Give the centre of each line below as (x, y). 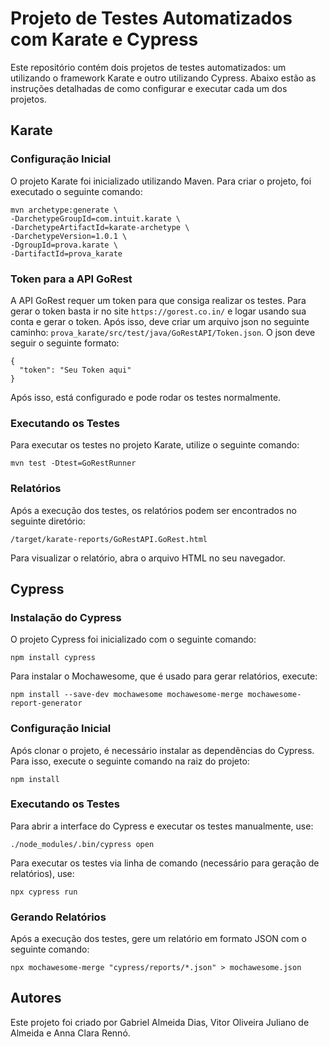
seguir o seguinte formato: (65, 343)
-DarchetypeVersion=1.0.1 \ (69, 236)
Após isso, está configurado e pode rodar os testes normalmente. (146, 397)
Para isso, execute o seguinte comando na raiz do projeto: (130, 761)
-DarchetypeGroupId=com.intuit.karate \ (96, 218)
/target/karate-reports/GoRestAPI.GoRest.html (109, 539)
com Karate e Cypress (104, 39)
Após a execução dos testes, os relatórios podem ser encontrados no (153, 510)
